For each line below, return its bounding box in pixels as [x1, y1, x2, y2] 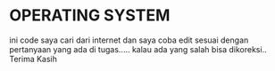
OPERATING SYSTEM [9, 5, 171, 26]
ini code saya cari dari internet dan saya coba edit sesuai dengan [9, 35, 249, 45]
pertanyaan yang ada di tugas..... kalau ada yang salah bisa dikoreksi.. [9, 43, 267, 54]
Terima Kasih [9, 53, 58, 64]
